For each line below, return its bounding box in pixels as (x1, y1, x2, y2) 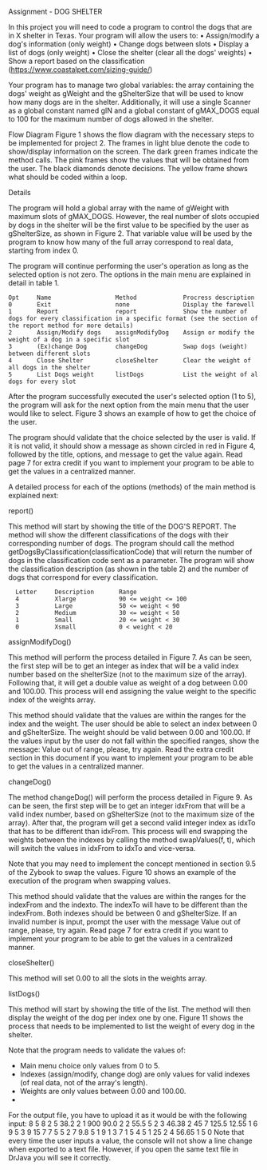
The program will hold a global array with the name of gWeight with (8, 203, 230, 213)
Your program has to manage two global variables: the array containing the (8, 80, 254, 90)
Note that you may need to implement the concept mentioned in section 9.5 (8, 859, 257, 869)
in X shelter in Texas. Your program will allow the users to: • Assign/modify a (8, 31, 260, 40)
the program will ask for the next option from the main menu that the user (8, 400, 249, 409)
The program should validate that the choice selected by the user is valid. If (8, 433, 257, 442)
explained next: (8, 491, 59, 500)
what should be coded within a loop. (8, 172, 128, 182)
